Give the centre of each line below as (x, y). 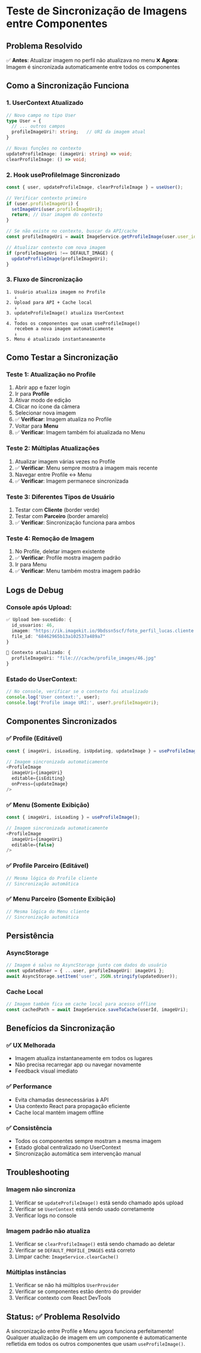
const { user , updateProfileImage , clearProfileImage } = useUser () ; (95, 187)
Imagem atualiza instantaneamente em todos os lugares (84, 1058)
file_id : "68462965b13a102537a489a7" (59, 636)
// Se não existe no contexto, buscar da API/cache (72, 231)
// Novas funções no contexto (44, 149)
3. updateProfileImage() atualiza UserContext (65, 313)
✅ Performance (29, 1086)
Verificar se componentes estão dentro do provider (78, 1291)
